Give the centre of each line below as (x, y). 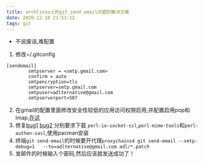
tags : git (19, 23)
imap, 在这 (27, 118)
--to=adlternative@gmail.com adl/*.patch (96, 147)
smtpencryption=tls (53, 82)
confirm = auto (48, 77)
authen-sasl (30, 134)
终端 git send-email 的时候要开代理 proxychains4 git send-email (95, 140)
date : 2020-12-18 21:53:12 (41, 18)
